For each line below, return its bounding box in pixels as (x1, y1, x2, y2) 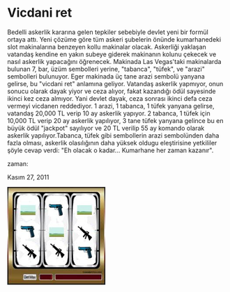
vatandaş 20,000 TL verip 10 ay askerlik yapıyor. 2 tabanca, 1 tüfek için (7, 109, 210, 117)
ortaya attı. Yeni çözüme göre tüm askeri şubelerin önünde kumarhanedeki (7, 35, 222, 43)
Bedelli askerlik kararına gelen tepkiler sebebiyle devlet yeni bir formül (7, 28, 209, 36)
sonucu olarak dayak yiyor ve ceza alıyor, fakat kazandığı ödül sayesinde (7, 87, 216, 95)
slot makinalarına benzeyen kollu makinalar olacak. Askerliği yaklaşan (7, 42, 207, 51)
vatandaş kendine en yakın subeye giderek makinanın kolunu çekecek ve (7, 50, 217, 58)
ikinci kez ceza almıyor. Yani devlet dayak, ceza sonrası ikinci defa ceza (7, 94, 213, 102)
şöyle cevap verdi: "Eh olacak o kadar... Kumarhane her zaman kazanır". (7, 146, 214, 154)
